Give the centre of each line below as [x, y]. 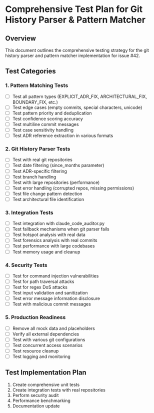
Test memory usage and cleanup [46, 251]
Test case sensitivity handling [43, 130]
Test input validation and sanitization [50, 293]
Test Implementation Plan [46, 373]
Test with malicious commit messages [51, 304]
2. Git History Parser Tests [38, 149]
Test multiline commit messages [45, 124]
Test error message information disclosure [56, 298]
